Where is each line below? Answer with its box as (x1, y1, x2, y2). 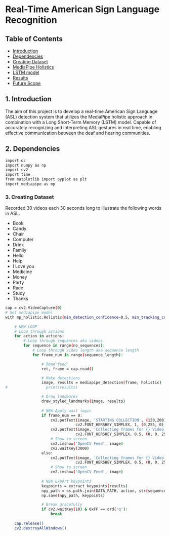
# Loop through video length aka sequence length (32, 348, 139, 353)
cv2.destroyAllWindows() (14, 525, 67, 530)
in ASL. (5, 210, 20, 216)
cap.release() (14, 521, 44, 526)
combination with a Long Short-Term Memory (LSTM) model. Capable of (5, 119, 157, 125)
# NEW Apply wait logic (41, 408, 92, 413)
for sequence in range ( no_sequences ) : (23, 343, 105, 348)
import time (5, 172, 30, 177)
